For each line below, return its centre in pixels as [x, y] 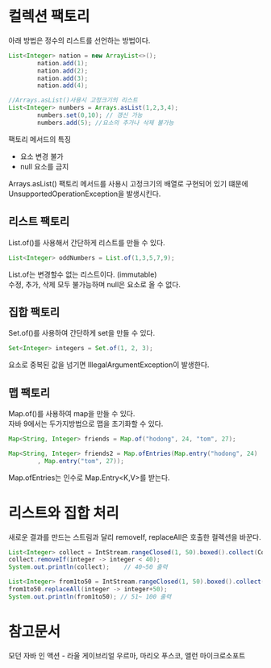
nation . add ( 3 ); [63, 78]
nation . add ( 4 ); [63, 86]
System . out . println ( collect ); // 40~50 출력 [88, 567]
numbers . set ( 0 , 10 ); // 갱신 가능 [90, 115]
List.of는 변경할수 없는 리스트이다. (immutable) [83, 274]
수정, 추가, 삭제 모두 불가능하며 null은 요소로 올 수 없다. [95, 284]
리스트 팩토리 [39, 221]
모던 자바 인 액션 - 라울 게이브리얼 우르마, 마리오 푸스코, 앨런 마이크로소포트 [127, 655]
